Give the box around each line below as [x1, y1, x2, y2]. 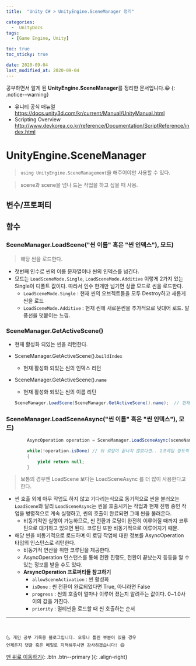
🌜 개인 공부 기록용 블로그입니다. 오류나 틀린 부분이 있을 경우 [6, 635, 136, 641]
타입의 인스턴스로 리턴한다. [14, 539, 76, 547]
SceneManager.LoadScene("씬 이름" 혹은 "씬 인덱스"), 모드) [6, 241, 174, 249]
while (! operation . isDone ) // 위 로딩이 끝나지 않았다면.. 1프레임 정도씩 [27, 448, 190, 454]
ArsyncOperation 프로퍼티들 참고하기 [23, 569, 111, 576]
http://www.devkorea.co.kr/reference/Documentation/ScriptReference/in [14, 122, 190, 129]
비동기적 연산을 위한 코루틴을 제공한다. [23, 547, 111, 554]
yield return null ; [37, 459, 85, 465]
